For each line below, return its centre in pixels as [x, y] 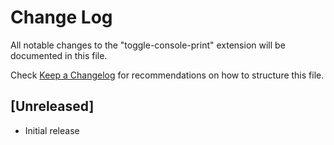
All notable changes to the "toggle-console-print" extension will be [148, 45]
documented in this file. [59, 55]
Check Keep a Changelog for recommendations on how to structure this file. [167, 75]
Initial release [52, 130]
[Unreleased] [52, 106]
